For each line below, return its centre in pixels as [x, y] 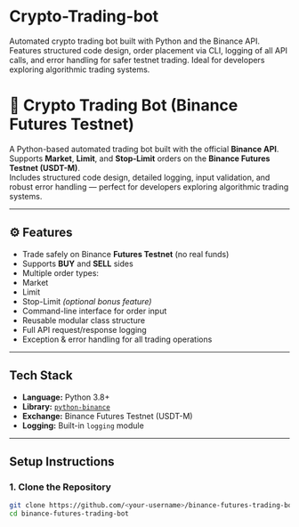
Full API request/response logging [84, 329]
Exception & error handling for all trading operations [117, 339]
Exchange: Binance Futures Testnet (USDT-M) [107, 416]
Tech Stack [41, 376]
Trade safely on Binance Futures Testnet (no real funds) [125, 254]
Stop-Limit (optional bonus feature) [87, 301]
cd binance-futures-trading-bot [69, 514]
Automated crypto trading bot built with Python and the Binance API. [135, 41]
